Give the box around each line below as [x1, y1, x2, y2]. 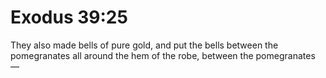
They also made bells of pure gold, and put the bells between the [10, 39, 279, 51]
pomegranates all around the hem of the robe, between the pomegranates [10, 49, 316, 61]
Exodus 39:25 [10, 6, 128, 29]
